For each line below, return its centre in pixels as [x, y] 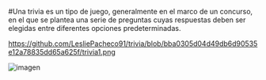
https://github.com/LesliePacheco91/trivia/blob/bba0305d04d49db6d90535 [133, 44]
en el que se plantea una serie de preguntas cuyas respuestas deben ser [127, 20]
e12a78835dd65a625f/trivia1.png [62, 52]
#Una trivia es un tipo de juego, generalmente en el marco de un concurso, [131, 11]
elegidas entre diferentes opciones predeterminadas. [95, 28]
